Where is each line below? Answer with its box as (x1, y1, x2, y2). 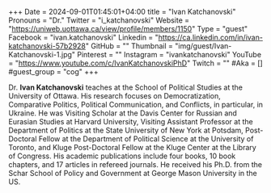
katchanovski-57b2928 (8, 41, 87, 51)
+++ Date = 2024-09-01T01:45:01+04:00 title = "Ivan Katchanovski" (8, 7, 236, 16)
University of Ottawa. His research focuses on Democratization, (8, 91, 221, 100)
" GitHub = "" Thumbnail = (85, 41, 174, 51)
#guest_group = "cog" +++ (8, 67, 99, 76)
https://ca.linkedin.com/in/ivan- (158, 32, 263, 42)
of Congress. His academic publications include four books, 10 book (8, 151, 236, 161)
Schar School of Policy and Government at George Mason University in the (8, 169, 257, 178)
